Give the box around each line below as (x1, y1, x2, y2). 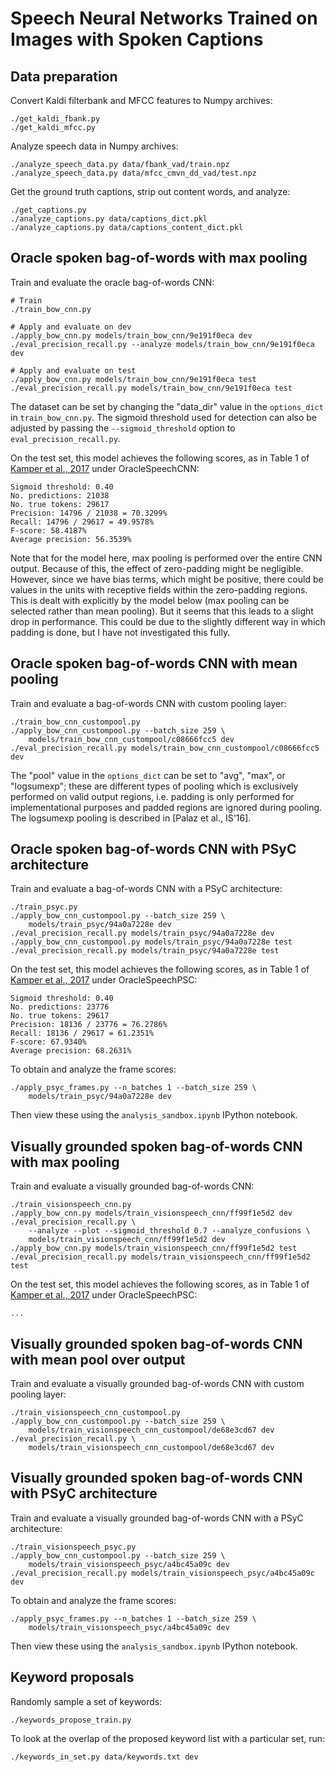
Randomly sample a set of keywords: (10, 1695, 163, 1707)
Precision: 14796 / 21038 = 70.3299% (10, 508, 168, 518)
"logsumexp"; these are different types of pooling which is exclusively (10, 780, 299, 792)
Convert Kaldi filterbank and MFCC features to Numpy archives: (10, 95, 273, 106)
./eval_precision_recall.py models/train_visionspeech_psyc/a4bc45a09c (10, 1568, 315, 1578)
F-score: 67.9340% (10, 1037, 87, 1047)
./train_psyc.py (10, 902, 78, 912)
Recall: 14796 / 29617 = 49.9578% (10, 517, 155, 527)
